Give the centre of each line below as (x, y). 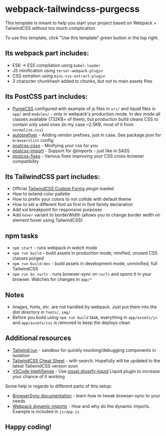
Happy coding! (28, 427)
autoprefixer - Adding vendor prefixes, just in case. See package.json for (87, 135)
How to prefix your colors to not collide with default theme (72, 199)
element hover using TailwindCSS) (47, 220)
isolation (21, 355)
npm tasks (22, 236)
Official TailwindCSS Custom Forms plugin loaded (63, 189)
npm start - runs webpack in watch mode (55, 248)
